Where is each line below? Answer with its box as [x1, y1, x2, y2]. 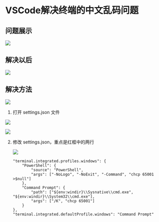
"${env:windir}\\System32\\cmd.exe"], [12, 194, 95, 199]
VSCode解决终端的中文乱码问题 [5, 5, 139, 16]
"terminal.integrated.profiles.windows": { [12, 158, 107, 164]
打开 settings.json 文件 [12, 109, 60, 115]
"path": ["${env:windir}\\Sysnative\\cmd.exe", [31, 190, 134, 195]
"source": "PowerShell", [31, 167, 84, 172]
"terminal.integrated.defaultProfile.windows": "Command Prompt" [12, 211, 154, 217]
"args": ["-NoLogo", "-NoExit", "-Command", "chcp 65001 [31, 172, 154, 177]
